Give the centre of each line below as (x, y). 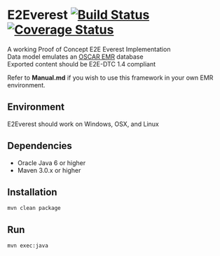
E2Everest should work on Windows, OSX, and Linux (83, 124)
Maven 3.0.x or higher (49, 170)
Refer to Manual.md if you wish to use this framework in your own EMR (110, 78)
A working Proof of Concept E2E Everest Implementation (89, 49)
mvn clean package (34, 208)
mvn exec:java (28, 246)
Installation (32, 192)
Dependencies (40, 146)
